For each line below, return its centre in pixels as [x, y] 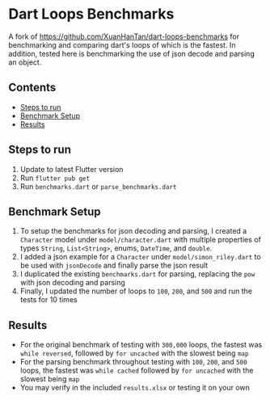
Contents [32, 88]
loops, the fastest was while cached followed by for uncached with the [137, 371]
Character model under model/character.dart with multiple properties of [140, 240]
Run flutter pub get [55, 178]
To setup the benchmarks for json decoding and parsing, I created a [133, 231]
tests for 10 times [49, 300]
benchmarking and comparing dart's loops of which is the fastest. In [122, 44]
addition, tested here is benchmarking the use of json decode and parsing [131, 53]
